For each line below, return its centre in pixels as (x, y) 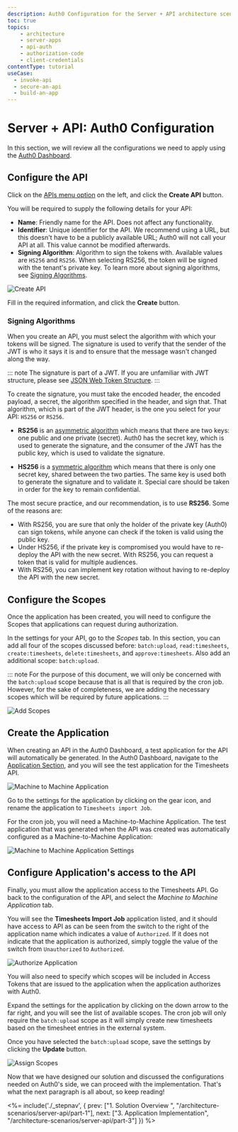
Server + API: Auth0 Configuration (111, 128)
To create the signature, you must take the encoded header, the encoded (114, 394)
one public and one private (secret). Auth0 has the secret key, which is (121, 438)
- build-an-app (36, 93)
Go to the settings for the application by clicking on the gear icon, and (109, 800)
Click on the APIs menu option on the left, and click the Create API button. (115, 194)
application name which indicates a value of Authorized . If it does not (108, 933)
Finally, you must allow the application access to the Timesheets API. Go (113, 890)
